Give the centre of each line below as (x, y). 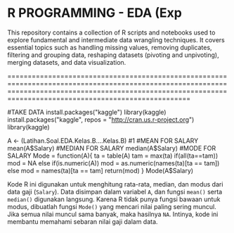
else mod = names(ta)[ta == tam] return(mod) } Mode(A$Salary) (100, 170)
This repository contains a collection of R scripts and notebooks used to (111, 32)
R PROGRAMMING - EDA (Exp (95, 13)
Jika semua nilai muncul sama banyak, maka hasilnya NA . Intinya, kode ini (113, 214)
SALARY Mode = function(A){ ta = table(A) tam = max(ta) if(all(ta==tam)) (113, 156)
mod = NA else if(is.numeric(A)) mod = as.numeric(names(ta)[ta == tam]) (113, 163)
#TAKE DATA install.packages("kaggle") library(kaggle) (87, 112)
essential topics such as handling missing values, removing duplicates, (110, 47)
